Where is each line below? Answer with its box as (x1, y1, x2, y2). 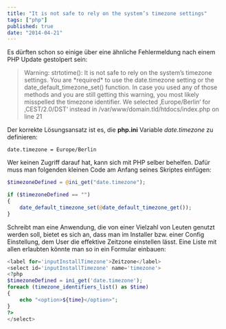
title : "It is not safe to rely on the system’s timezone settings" (7, 10, 207, 17)
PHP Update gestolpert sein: (7, 56, 88, 64)
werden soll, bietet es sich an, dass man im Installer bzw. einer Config (7, 230, 205, 238)
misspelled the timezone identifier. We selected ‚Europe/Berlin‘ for (23, 98, 211, 106)
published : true (7, 23, 54, 30)
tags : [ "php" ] (7, 16, 48, 23)
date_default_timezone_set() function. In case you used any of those (23, 83, 218, 91)
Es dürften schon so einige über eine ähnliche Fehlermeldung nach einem (7, 48, 216, 56)
